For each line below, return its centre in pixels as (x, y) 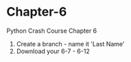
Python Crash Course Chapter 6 (52, 31)
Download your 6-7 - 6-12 (53, 51)
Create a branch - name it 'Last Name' (70, 44)
